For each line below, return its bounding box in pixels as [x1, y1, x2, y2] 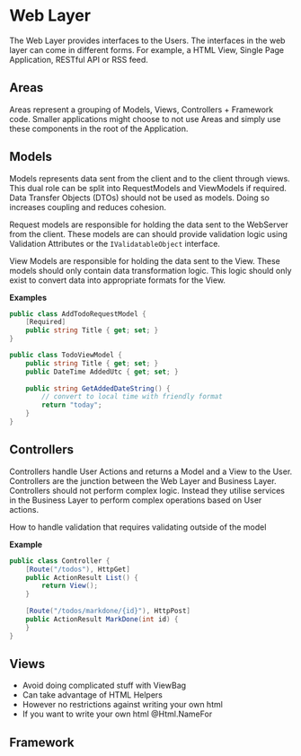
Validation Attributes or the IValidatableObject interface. [9, 238, 220, 249]
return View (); [41, 581, 99, 591]
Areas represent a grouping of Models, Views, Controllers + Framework [9, 104, 274, 115]
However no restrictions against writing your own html [22, 699, 223, 710]
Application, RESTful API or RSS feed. [9, 54, 148, 65]
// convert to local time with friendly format [41, 392, 223, 401]
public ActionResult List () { [25, 573, 139, 582]
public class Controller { [9, 556, 111, 566]
